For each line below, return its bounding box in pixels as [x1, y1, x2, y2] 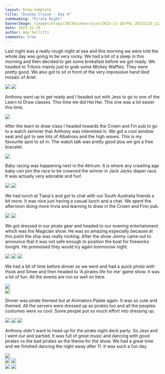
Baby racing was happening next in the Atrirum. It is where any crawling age [5, 163, 160, 169]
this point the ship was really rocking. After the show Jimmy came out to [5, 233, 151, 239]
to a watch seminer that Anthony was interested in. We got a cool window [5, 128, 154, 134]
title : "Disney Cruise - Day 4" [5, 12, 71, 17]
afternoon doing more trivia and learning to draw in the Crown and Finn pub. [5, 203, 160, 209]
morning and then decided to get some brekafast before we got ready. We [5, 58, 156, 64]
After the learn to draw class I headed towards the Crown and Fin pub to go [5, 123, 158, 129]
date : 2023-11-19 [5, 26, 41, 30]
